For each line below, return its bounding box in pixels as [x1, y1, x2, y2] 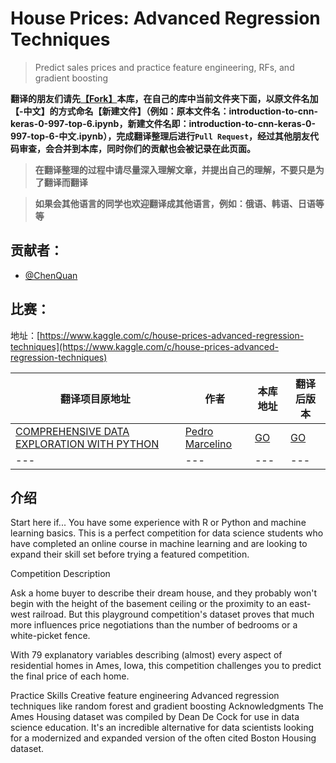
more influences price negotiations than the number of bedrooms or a [10, 619, 298, 631]
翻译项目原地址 [59, 392, 131, 406]
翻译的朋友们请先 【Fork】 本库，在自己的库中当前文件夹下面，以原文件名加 [10, 92, 319, 104]
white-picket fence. [10, 630, 91, 642]
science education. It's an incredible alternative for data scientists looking [10, 722, 315, 734]
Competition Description [10, 568, 111, 580]
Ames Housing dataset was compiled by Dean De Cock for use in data [10, 711, 300, 723]
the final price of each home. [10, 670, 130, 682]
